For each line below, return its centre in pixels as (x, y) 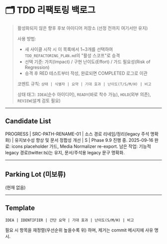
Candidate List (28, 121)
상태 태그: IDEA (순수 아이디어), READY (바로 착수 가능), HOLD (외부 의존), (84, 94)
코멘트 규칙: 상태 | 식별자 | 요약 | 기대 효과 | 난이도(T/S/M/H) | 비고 (84, 84)
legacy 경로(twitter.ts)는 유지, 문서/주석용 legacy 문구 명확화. (65, 152)
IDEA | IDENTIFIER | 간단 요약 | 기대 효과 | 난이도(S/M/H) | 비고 (70, 220)
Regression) (37, 67)
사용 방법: (27, 38)
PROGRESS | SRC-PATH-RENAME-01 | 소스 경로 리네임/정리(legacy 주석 (77, 134)
